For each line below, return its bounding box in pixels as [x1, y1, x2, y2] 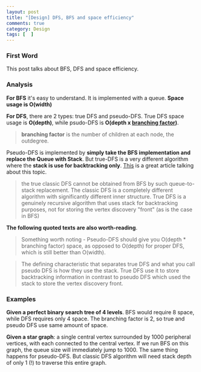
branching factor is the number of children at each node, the [21, 130, 174, 138]
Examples [6, 295, 36, 303]
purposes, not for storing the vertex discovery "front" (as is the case [21, 206, 192, 213]
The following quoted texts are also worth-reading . [6, 224, 138, 231]
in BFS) [21, 212, 39, 219]
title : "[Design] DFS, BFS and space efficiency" [6, 15, 135, 21]
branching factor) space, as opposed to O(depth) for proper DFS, [21, 242, 185, 249]
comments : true [6, 20, 45, 26]
